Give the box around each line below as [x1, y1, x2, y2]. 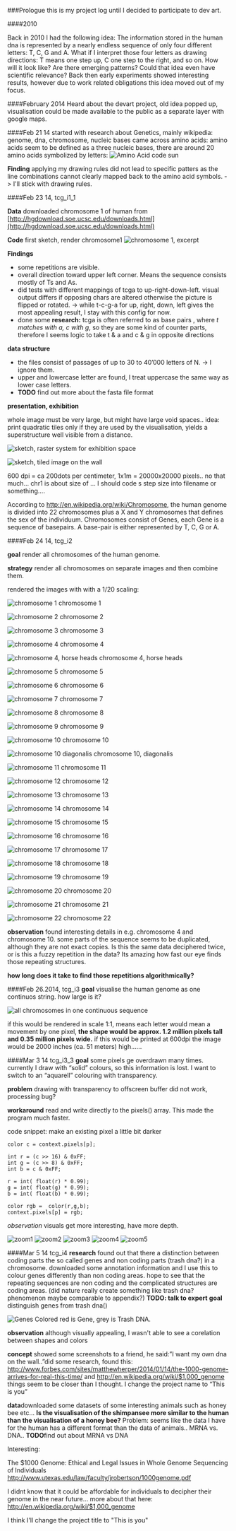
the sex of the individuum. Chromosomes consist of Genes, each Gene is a [7, 515, 224, 524]
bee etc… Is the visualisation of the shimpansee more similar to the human [7, 1409, 229, 1416]
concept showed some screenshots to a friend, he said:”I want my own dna [7, 1350, 228, 1358]
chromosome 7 [59, 695, 104, 703]
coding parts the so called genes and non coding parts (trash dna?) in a [7, 1256, 215, 1265]
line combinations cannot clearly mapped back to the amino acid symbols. [7, 172, 223, 180]
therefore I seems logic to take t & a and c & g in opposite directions [17, 331, 215, 339]
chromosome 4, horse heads [99, 654, 183, 662]
